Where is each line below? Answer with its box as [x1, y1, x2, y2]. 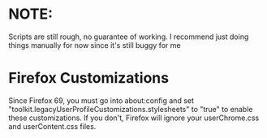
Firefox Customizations [8, 69, 169, 88]
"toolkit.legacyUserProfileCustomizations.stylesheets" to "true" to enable [8, 104, 253, 114]
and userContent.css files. [8, 121, 97, 131]
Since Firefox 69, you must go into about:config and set [8, 95, 195, 106]
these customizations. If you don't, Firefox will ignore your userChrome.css [8, 113, 260, 123]
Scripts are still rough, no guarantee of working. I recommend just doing [8, 32, 249, 41]
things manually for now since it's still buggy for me [8, 40, 181, 50]
